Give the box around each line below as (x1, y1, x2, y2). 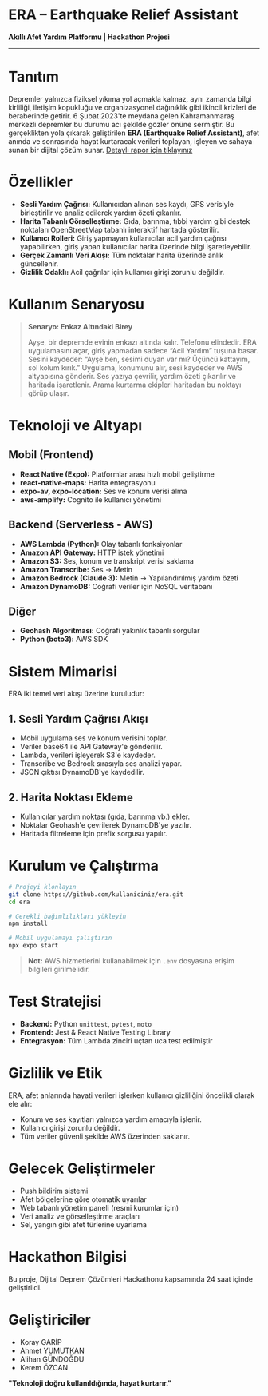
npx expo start (8, 942, 59, 950)
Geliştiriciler (8, 1310, 92, 1329)
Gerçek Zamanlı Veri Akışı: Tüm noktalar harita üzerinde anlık (19, 250, 224, 260)
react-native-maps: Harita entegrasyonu (19, 477, 156, 487)
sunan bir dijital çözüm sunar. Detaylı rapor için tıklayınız (8, 145, 193, 154)
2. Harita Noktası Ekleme (8, 790, 134, 804)
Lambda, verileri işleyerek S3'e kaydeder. (19, 750, 156, 760)
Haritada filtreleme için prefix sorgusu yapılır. (19, 828, 167, 838)
